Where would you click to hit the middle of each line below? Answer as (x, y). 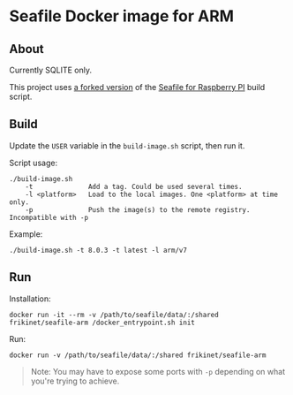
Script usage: (34, 163)
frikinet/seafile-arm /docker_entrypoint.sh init (102, 323)
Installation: (30, 299)
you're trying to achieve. (75, 381)
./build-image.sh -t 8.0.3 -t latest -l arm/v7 (98, 250)
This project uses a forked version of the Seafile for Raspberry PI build (137, 87)
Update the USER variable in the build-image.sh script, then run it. (127, 145)
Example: (26, 234)
